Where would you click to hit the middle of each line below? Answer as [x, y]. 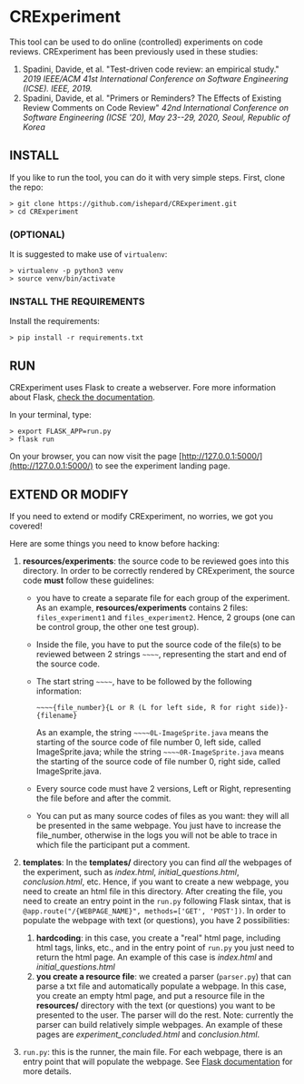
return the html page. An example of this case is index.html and [154, 957]
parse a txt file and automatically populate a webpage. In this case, [161, 986]
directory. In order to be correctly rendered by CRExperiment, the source [158, 570]
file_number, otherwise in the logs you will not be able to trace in [157, 835]
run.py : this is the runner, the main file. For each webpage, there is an [152, 1051]
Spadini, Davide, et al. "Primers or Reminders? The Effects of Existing [152, 98]
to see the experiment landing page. [162, 466]
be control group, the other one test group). [118, 626]
